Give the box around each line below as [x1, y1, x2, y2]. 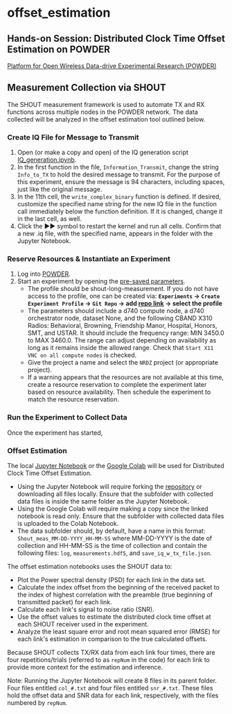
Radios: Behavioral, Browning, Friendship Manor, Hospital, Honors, [27, 322, 217, 330]
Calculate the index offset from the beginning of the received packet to [17, 583, 220, 591]
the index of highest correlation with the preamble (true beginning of [17, 590, 213, 599]
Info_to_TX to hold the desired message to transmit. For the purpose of [17, 170, 220, 178]
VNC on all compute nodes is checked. [27, 351, 137, 359]
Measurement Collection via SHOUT [7, 82, 166, 94]
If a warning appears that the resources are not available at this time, [27, 373, 224, 381]
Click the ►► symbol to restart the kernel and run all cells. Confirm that [17, 222, 222, 231]
